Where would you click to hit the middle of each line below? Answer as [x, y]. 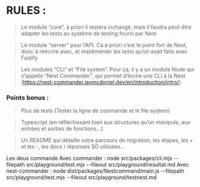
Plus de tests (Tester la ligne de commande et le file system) [95, 111]
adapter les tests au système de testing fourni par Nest [89, 33]
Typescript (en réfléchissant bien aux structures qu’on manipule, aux [105, 122]
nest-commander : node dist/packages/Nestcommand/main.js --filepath [95, 171]
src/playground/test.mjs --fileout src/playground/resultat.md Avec [107, 165]
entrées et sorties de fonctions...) [62, 129]
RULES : [26, 10]
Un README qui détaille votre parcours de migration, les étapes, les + [107, 140]
